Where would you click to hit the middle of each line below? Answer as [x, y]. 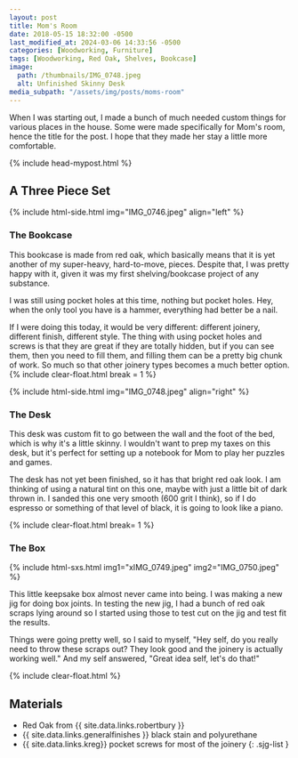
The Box [28, 548]
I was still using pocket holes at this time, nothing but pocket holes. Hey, [141, 300]
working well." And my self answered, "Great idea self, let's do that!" [134, 658]
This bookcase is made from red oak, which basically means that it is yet [142, 254]
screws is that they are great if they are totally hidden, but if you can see [142, 346]
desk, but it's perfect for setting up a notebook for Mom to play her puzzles [147, 452]
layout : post [33, 17]
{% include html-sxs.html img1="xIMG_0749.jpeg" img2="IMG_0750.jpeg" [145, 568]
